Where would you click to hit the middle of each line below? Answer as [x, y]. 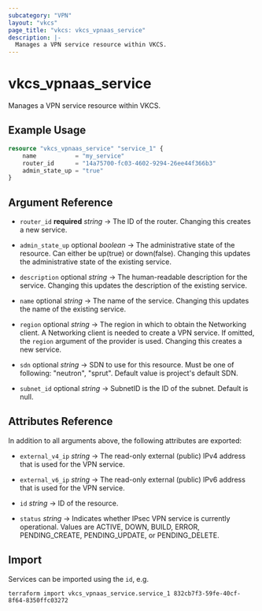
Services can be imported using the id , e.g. [79, 579]
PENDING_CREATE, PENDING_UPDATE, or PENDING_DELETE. [119, 535]
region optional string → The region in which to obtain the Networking [133, 325]
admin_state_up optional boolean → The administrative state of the [127, 245]
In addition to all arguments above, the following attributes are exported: [125, 440]
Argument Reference [61, 202]
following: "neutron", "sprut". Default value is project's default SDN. [129, 373]
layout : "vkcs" [33, 23]
